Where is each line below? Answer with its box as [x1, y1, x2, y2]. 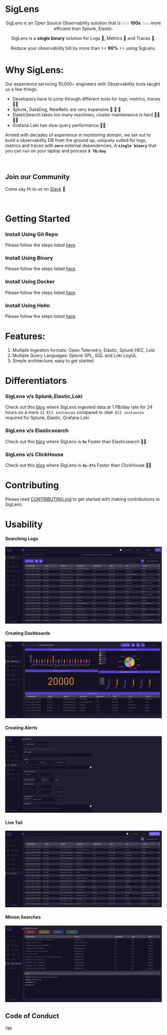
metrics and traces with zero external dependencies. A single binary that [5, 142, 157, 148]
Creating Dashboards [5, 630, 51, 636]
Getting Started [5, 213, 71, 224]
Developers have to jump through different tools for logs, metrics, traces [12, 96, 161, 102]
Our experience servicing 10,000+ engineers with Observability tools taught [5, 81, 161, 87]
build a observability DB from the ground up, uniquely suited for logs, [5, 137, 147, 143]
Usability [5, 519, 43, 530]
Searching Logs [5, 535, 38, 541]
